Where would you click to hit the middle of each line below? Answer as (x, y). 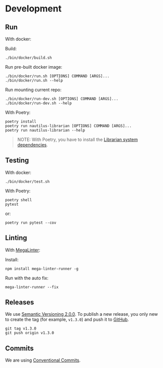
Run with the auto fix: (27, 278)
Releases (20, 303)
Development (33, 9)
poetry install (21, 122)
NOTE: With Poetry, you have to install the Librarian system (78, 139)
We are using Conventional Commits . (43, 360)
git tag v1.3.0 (21, 329)
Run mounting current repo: (33, 90)
